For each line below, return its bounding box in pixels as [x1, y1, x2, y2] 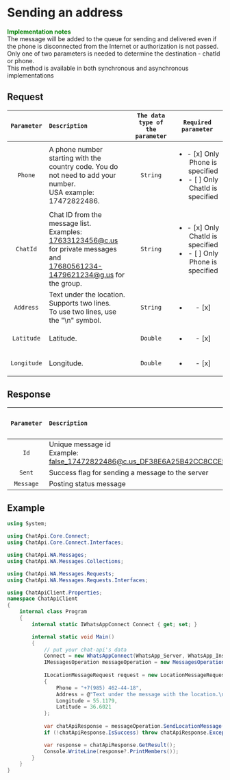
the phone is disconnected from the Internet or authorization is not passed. [7, 42, 219, 50]
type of [138, 118, 164, 126]
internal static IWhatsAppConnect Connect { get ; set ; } [31, 621, 197, 628]
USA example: [49, 187, 94, 197]
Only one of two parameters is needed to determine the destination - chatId [7, 49, 220, 58]
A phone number [49, 144, 103, 154]
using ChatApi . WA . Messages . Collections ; [7, 558, 125, 564]
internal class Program [19, 608, 88, 615]
